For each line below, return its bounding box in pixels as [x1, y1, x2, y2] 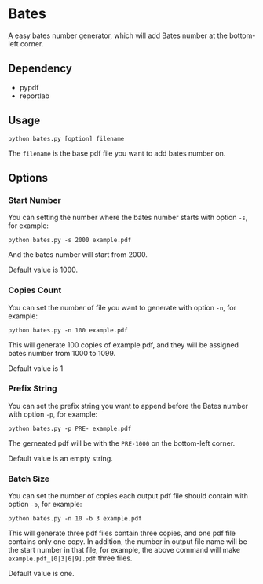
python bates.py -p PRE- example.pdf [8, 424, 132, 432]
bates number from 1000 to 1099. [8, 348, 116, 358]
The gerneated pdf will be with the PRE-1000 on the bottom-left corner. [8, 438, 236, 448]
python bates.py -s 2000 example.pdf [8, 237, 132, 244]
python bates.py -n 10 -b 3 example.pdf [8, 515, 143, 523]
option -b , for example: [8, 500, 82, 509]
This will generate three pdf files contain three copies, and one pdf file [8, 528, 236, 538]
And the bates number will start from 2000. [8, 250, 148, 259]
